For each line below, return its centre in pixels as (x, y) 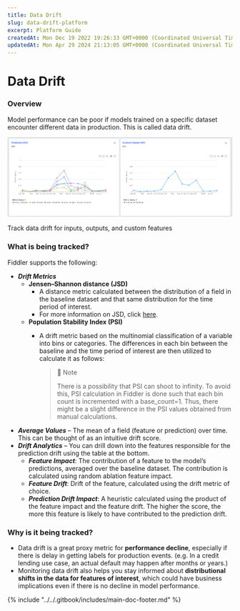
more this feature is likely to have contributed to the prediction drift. (127, 514)
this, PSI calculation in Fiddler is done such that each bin (140, 394)
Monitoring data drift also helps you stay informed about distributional (122, 571)
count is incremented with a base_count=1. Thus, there (137, 401)
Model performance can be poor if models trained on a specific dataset (112, 119)
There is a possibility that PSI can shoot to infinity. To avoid (144, 386)
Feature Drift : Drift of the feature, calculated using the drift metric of (129, 483)
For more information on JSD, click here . (99, 314)
